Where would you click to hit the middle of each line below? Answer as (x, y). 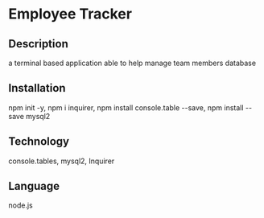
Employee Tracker (70, 14)
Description (38, 44)
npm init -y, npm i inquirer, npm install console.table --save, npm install (126, 107)
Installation (37, 88)
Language (34, 186)
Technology (39, 142)
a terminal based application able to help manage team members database (132, 63)
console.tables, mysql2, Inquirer (62, 161)
